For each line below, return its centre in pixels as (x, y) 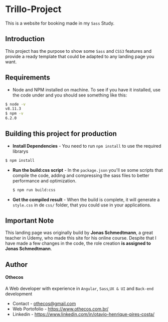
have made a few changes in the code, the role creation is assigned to (78, 243)
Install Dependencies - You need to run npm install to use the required (87, 146)
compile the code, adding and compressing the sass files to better (81, 175)
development (19, 294)
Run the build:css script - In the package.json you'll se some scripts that (88, 170)
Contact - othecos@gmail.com (44, 304)
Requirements (28, 78)
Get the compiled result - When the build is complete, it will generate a (86, 199)
